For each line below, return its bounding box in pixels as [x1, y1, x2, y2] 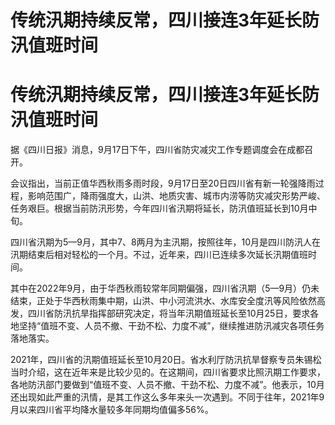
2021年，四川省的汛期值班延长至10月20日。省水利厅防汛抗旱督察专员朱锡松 [10, 354, 322, 366]
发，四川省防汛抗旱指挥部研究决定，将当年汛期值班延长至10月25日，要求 [10, 307, 311, 320]
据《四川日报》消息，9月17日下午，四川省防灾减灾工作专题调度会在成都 [10, 144, 305, 156]
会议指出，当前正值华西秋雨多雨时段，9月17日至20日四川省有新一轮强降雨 [10, 177, 316, 190]
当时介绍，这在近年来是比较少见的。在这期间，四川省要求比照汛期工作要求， [10, 366, 326, 378]
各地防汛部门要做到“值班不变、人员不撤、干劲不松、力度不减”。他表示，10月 [10, 379, 325, 391]
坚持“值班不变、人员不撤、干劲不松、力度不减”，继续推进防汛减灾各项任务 [18, 320, 325, 332]
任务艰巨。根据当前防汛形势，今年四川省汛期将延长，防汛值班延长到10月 [10, 202, 309, 215]
